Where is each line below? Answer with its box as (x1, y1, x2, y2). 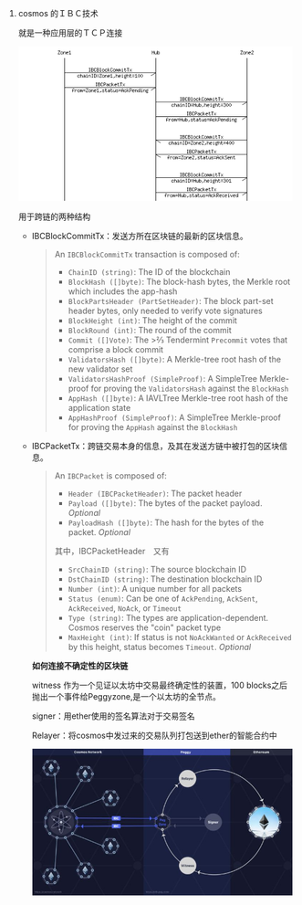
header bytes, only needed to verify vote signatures (68, 305, 263, 317)
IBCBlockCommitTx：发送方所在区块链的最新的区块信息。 (31, 231, 248, 242)
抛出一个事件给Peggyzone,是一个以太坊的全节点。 (31, 691, 222, 702)
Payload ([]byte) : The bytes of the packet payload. (68, 498, 263, 509)
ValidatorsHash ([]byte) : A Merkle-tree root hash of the (68, 354, 281, 365)
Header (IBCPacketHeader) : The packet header (68, 488, 243, 500)
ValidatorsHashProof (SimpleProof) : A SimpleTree (68, 374, 258, 384)
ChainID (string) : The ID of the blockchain (68, 267, 231, 278)
